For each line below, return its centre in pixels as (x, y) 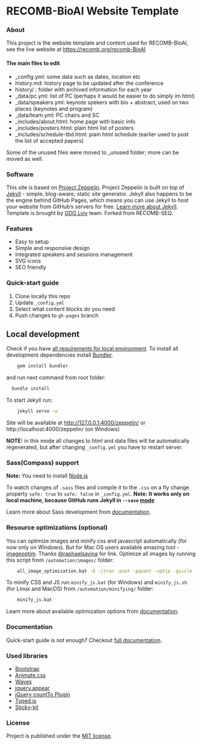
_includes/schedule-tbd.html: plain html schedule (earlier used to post (102, 134)
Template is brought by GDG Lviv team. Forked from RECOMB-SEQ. (90, 213)
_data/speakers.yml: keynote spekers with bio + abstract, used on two (102, 102)
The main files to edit (33, 63)
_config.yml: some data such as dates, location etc (78, 76)
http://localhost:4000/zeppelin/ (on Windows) (63, 429)
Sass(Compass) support (43, 463)
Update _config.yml (40, 302)
